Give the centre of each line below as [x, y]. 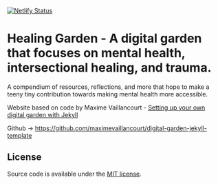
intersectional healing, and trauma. [109, 68]
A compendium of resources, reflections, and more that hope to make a [108, 87]
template [20, 135]
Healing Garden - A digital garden [105, 39]
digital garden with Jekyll [43, 114]
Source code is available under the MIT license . [75, 174]
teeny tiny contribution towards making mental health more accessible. [108, 94]
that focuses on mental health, [96, 53]
